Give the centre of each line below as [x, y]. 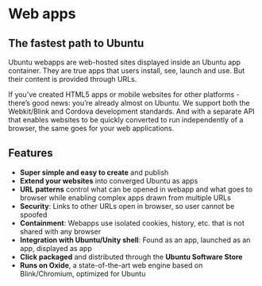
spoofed [33, 214]
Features [31, 153]
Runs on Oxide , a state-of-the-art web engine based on [111, 265]
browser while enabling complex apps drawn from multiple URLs [125, 197]
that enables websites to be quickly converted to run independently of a [126, 120]
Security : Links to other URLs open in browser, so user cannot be [127, 206]
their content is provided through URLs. [73, 79]
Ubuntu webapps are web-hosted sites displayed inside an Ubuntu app [124, 62]
